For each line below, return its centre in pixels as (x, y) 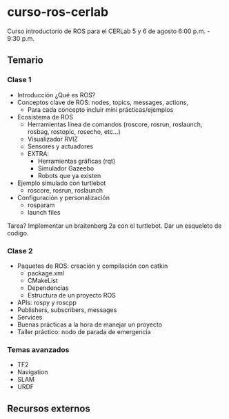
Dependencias (48, 288)
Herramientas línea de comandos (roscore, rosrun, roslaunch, (115, 124)
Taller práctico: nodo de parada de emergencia (84, 331)
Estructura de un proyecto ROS (71, 295)
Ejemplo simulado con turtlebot (61, 183)
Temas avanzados (38, 349)
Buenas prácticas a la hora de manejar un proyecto (90, 324)
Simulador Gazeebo (66, 168)
